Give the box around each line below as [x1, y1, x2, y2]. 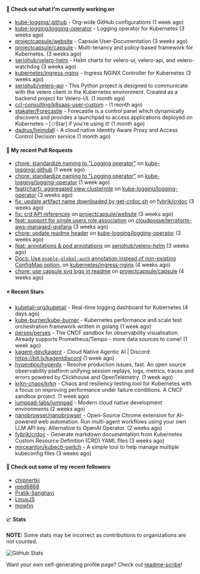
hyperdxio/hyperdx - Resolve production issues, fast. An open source [14, 361, 186, 368]
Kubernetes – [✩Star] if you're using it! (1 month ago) [14, 120, 145, 127]
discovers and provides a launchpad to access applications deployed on [14, 114, 193, 121]
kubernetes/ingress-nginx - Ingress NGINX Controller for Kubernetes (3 [14, 69, 191, 76]
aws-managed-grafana [14, 223, 72, 231]
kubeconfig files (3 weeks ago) [14, 449, 91, 457]
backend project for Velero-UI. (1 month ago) [14, 95, 125, 102]
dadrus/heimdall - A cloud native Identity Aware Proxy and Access [14, 127, 178, 134]
